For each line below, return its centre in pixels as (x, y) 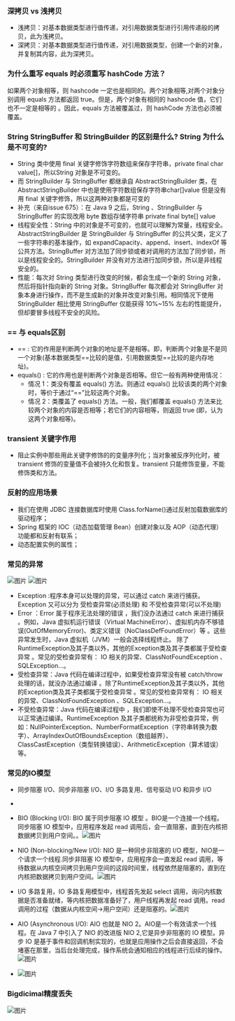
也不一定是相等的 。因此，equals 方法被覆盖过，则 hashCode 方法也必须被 (115, 108)
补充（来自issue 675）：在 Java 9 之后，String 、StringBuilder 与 (110, 207)
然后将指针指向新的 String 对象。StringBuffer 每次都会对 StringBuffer (116, 286)
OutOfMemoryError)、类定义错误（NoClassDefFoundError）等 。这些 (126, 631)
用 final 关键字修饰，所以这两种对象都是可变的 (84, 198)
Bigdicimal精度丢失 (40, 994)
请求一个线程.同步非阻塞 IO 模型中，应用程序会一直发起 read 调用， (120, 859)
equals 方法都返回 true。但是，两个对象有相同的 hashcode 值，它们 (124, 99)
